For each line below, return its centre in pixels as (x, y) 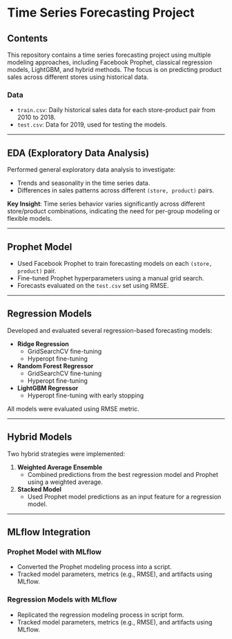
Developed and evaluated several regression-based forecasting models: (110, 330)
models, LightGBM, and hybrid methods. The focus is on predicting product (115, 70)
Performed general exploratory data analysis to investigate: (91, 170)
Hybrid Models (40, 437)
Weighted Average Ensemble (60, 467)
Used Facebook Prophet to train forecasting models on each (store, (115, 263)
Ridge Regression (43, 343)
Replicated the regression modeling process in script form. (100, 615)
